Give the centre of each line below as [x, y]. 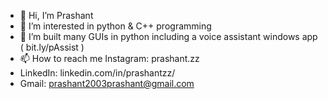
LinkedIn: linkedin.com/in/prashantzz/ [97, 73]
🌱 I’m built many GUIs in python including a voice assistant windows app [168, 36]
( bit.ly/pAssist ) [52, 47]
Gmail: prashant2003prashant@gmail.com [107, 83]
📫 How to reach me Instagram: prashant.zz [109, 58]
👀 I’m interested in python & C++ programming [115, 26]
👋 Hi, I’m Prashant [56, 15]
